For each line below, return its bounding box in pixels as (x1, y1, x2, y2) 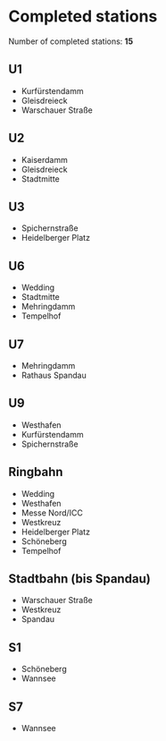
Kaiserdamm (21, 154, 69, 165)
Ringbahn (8, 464, 63, 480)
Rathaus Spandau (21, 370, 87, 380)
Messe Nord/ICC (21, 507, 84, 518)
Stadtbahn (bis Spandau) (8, 571, 151, 587)
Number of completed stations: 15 (8, 36, 134, 47)
